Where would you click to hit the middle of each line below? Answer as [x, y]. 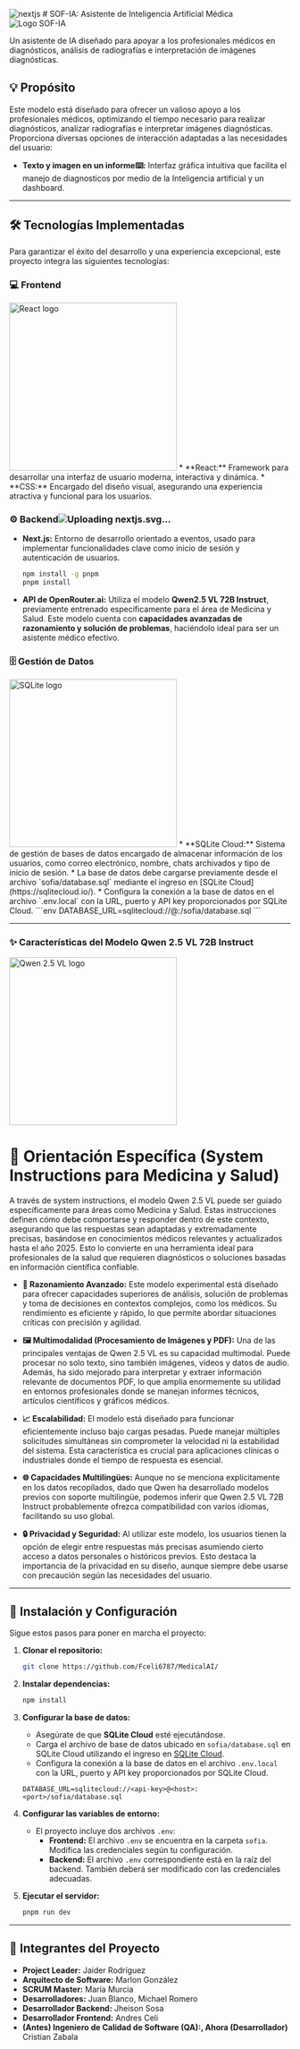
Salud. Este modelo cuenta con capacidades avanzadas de [132, 619]
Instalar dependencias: [66, 1684]
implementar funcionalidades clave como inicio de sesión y [131, 548]
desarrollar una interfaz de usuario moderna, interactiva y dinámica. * [137, 477]
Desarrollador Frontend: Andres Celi [90, 2018]
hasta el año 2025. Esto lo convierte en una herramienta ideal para [132, 1248]
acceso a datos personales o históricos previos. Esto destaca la [139, 1556]
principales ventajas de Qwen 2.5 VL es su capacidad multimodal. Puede [156, 1353]
